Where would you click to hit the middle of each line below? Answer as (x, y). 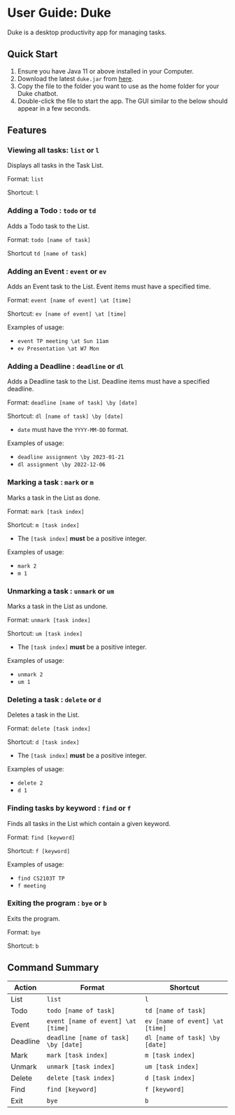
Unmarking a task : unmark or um (61, 591)
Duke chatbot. (37, 93)
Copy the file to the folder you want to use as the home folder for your (118, 86)
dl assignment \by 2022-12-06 (62, 465)
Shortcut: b (23, 946)
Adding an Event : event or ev (57, 271)
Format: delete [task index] (49, 729)
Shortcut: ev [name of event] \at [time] (67, 314)
